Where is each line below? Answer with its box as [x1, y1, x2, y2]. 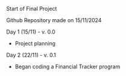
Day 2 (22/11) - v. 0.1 [6, 51, 56, 59]
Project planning [14, 40, 56, 47]
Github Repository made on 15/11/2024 [6, 17, 102, 23]
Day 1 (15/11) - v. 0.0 [6, 28, 56, 35]
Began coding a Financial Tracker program [14, 63, 121, 70]
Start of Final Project [6, 5, 57, 12]
